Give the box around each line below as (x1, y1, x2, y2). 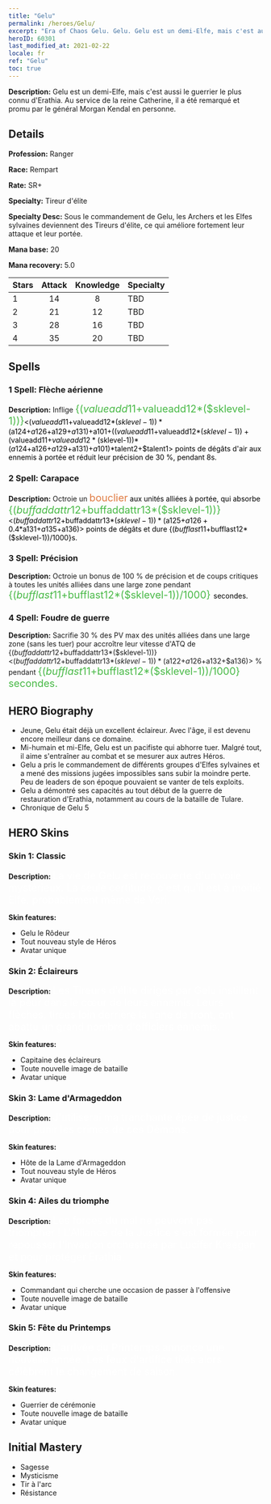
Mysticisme (19, 1470, 59, 1481)
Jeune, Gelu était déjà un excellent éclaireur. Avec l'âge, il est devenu (19, 725, 251, 735)
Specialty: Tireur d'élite (8, 196, 88, 205)
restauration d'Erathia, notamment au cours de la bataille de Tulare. (19, 794, 244, 803)
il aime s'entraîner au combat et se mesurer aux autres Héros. (19, 751, 226, 760)
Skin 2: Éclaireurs (8, 965, 79, 977)
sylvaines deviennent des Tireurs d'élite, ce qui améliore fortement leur (8, 220, 245, 230)
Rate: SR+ (8, 180, 43, 190)
